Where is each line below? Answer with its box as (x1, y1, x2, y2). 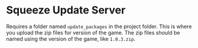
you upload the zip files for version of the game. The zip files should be (6, 29, 180, 36)
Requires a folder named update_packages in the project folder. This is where (6, 23, 192, 30)
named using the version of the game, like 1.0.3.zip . (6, 35, 136, 42)
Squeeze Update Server (6, 4, 126, 17)
